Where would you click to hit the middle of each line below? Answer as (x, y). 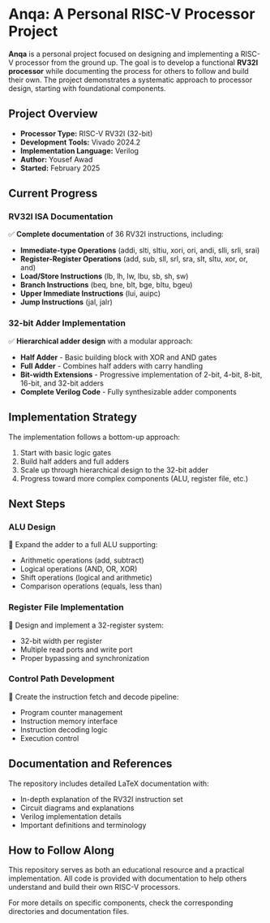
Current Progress (53, 194)
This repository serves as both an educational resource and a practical (126, 870)
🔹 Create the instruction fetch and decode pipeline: (94, 697)
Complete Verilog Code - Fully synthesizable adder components (128, 391)
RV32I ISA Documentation (61, 217)
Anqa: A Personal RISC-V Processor (132, 14)
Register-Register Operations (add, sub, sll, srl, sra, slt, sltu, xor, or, (134, 259)
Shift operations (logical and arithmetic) (86, 578)
